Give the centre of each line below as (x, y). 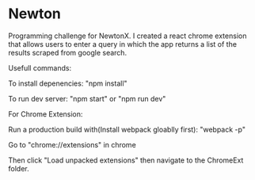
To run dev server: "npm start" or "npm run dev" (87, 98)
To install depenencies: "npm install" (68, 83)
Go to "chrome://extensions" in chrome (72, 144)
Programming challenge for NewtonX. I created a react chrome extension (127, 36)
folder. (19, 168)
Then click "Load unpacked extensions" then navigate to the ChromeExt (126, 160)
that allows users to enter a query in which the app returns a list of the (123, 44)
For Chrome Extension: (46, 114)
